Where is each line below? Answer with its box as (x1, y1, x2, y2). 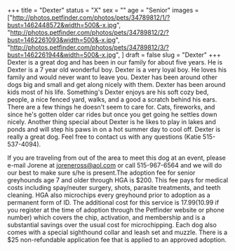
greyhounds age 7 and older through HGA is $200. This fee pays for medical (7, 176, 229, 184)
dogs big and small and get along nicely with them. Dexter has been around (7, 81, 226, 88)
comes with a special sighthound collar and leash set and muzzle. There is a (7, 228, 228, 236)
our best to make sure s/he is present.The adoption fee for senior (7, 168, 196, 177)
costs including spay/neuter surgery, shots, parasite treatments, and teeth (7, 184, 221, 191)
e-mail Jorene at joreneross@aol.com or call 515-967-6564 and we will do (7, 161, 222, 169)
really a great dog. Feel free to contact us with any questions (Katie (7, 133, 201, 141)
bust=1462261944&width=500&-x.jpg (7, 50, 116, 59)
